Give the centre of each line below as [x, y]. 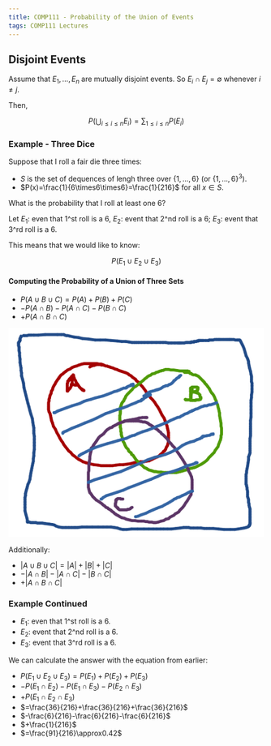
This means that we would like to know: [74, 245]
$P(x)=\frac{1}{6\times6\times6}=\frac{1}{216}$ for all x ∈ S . [122, 187]
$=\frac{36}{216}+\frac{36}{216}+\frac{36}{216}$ [104, 707]
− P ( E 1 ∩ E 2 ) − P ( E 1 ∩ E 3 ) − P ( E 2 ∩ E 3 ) [81, 687]
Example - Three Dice [52, 144]
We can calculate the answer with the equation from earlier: [108, 660]
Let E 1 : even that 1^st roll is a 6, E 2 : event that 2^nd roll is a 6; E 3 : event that [133, 219]
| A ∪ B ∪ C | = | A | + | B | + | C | [66, 565]
